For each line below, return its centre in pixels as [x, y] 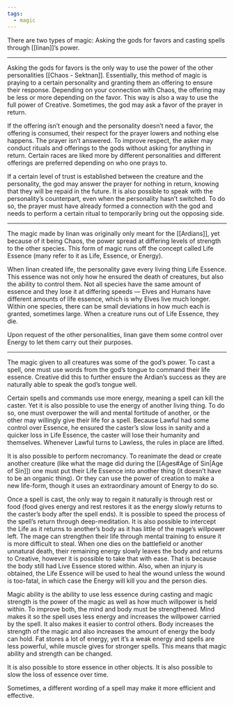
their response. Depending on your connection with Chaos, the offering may [116, 90]
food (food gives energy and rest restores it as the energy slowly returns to [115, 506]
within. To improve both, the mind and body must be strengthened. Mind [111, 609]
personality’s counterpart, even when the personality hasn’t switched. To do [116, 198]
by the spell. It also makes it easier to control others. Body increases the [111, 624]
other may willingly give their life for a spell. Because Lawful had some [108, 420]
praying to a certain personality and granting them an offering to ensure [110, 82]
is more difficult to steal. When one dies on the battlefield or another [105, 543]
